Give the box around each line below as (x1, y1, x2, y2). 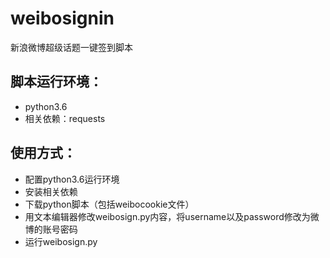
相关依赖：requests (24, 112, 106, 124)
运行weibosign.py (24, 235, 98, 247)
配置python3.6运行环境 (24, 173, 120, 185)
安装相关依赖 (24, 185, 78, 197)
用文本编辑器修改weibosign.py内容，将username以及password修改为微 (24, 210, 320, 222)
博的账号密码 (24, 223, 78, 235)
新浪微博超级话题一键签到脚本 (10, 41, 133, 53)
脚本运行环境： (10, 73, 103, 91)
